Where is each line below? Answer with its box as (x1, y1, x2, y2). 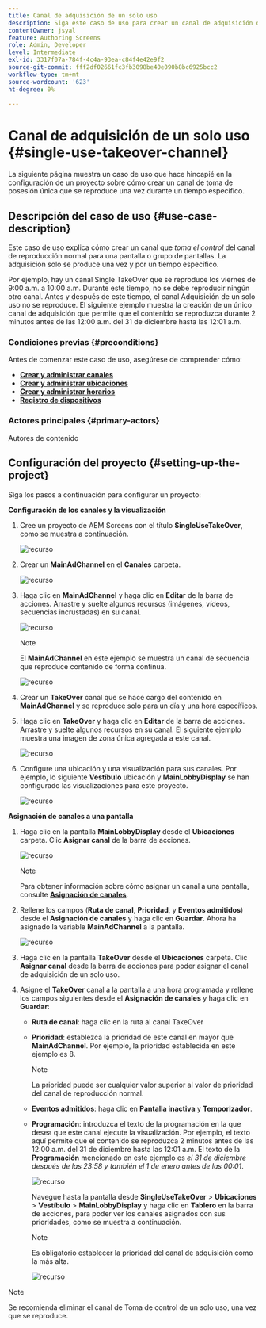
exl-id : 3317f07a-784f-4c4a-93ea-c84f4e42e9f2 (8, 56, 165, 64)
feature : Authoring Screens (8, 33, 101, 42)
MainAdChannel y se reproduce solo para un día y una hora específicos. (19, 701, 258, 710)
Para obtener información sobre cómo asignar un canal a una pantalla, (19, 881, 249, 890)
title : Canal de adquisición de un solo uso (8, 11, 158, 20)
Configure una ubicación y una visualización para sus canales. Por (19, 764, 237, 773)
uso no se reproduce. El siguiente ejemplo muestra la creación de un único (8, 300, 252, 310)
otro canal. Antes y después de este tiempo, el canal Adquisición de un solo (8, 292, 256, 301)
